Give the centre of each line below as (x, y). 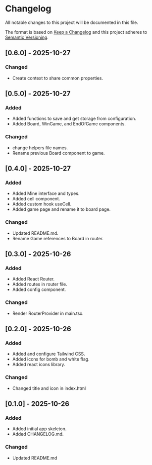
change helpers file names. (40, 148)
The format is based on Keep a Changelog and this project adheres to (76, 32)
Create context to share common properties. (57, 78)
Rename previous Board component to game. (58, 153)
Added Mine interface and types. (46, 193)
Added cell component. (36, 199)
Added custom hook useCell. (42, 204)
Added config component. (39, 289)
